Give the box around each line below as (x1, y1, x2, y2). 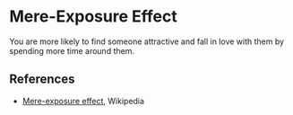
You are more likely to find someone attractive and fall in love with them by (9, 36, 285, 47)
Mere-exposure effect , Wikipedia (22, 95, 145, 106)
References (9, 72, 75, 87)
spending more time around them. (9, 45, 134, 56)
